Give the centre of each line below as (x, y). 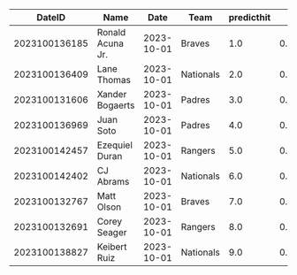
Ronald (111, 32)
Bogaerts (116, 105)
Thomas (114, 80)
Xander (112, 94)
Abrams (113, 182)
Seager (112, 232)
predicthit (250, 17)
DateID (51, 17)
